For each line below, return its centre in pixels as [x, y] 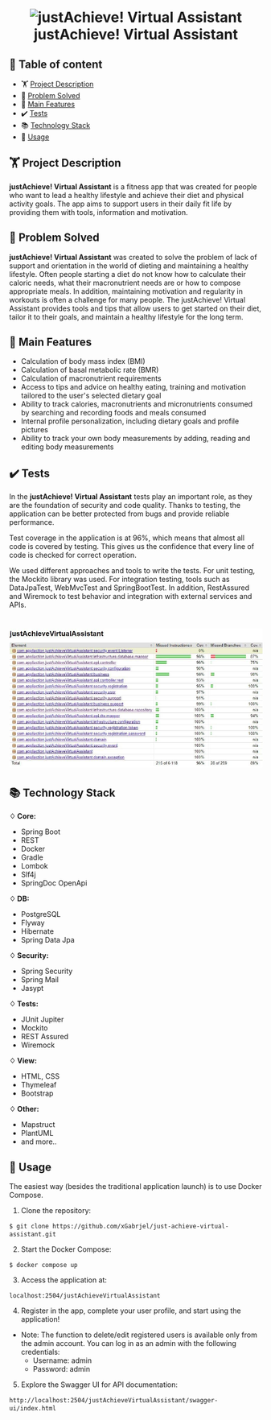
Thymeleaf [39, 1085]
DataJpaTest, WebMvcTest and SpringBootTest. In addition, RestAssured [129, 588]
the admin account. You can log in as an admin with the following [128, 1344]
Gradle [32, 857]
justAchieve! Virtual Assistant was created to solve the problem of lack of [133, 257]
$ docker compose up [44, 1265]
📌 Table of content [56, 64]
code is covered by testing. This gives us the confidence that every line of [132, 547]
